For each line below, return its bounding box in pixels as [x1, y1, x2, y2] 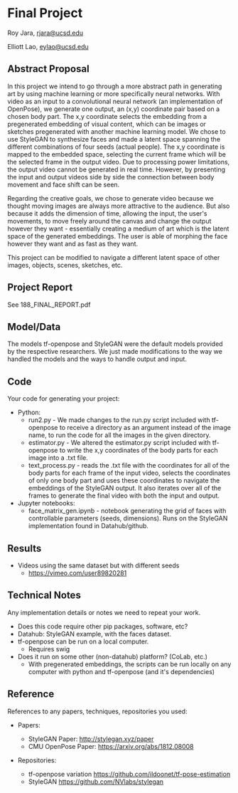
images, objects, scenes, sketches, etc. [7, 261, 123, 269]
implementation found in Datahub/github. [28, 522, 149, 530]
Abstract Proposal [7, 63, 90, 75]
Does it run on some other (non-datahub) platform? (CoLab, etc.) [17, 652, 208, 661]
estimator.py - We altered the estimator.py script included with [28, 438, 211, 447]
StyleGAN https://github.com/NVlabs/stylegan [28, 777, 164, 786]
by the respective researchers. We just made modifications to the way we [7, 347, 222, 356]
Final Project [7, 5, 83, 21]
